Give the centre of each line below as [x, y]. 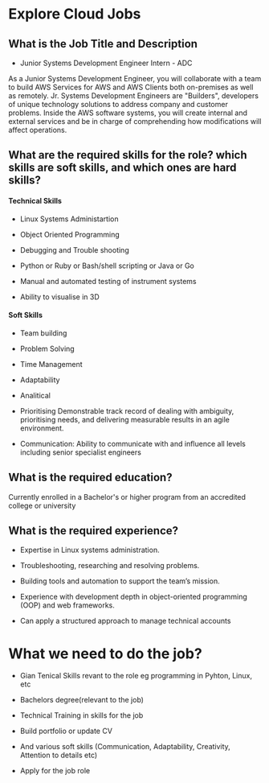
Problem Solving [47, 348]
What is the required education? [90, 478]
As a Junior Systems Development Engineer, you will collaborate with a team [135, 78]
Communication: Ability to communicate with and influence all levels [133, 443]
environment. [42, 428]
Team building [43, 333]
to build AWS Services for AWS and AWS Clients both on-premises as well [131, 87]
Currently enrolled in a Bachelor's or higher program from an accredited [127, 497]
